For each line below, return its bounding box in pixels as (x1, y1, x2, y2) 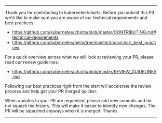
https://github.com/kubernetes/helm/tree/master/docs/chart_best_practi (12, 40, 156, 45)
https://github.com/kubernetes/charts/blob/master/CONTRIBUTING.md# (12, 30, 157, 35)
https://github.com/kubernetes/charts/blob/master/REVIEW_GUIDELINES (12, 69, 157, 74)
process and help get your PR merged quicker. (5, 88, 97, 94)
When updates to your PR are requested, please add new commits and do (5, 98, 152, 103)
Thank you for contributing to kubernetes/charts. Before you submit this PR (5, 10, 154, 15)
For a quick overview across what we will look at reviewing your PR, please (5, 54, 154, 60)
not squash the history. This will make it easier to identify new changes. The (5, 103, 156, 108)
